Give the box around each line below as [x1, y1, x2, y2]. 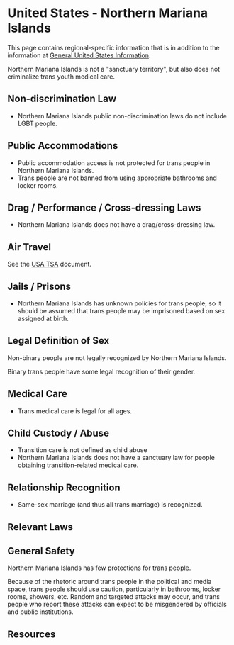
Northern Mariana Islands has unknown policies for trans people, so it [17, 299, 221, 308]
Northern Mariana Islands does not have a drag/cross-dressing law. [17, 220, 216, 229]
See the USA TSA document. [7, 260, 92, 269]
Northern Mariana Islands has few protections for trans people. [7, 563, 191, 572]
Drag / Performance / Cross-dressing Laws [7, 201, 201, 213]
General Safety [7, 545, 76, 557]
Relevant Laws [7, 521, 73, 533]
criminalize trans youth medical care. [7, 72, 116, 81]
